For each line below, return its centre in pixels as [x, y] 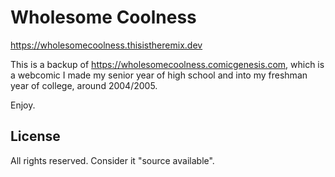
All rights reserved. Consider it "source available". [112, 160]
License [35, 136]
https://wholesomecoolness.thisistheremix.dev [106, 45]
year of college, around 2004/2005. [84, 85]
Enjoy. [23, 105]
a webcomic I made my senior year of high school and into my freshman [159, 75]
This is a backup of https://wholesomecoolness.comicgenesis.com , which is [167, 64]
